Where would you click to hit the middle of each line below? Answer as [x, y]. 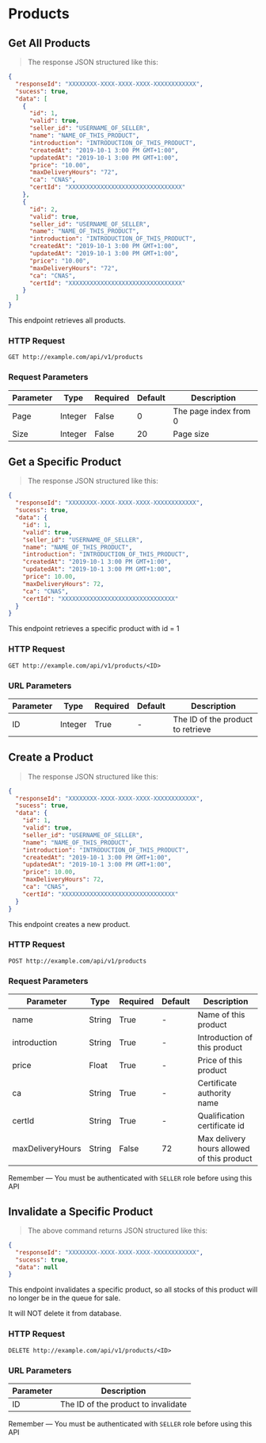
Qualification [221, 1116]
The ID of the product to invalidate [123, 1404]
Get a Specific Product [65, 462]
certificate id [221, 1126]
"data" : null [37, 1267]
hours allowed [224, 1149]
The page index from [212, 411]
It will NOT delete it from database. [65, 1314]
